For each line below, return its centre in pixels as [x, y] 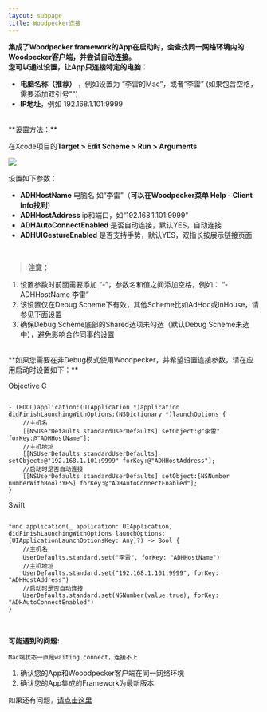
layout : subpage [35, 16]
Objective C [27, 386]
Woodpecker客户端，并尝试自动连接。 [72, 57]
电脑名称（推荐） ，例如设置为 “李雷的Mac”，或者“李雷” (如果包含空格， [138, 84]
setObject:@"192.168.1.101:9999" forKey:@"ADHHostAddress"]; [112, 461]
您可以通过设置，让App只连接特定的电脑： [79, 67]
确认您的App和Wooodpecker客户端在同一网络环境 [102, 673]
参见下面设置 [41, 314]
